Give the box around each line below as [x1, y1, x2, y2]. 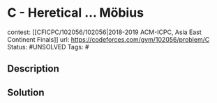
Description [7, 63, 59, 74]
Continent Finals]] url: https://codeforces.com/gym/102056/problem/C [7, 35, 210, 43]
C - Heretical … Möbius [7, 5, 144, 21]
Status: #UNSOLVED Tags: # [7, 42, 89, 51]
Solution [7, 86, 45, 98]
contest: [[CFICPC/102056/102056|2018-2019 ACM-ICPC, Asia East [7, 28, 202, 36]
